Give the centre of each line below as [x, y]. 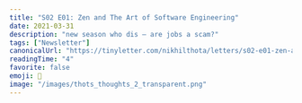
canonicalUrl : [36, 51]
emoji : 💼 [26, 76]
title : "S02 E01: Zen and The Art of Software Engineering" [124, 17]
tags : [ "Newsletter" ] [50, 43]
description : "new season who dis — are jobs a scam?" [114, 34]
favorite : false [40, 68]
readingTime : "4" [42, 59]
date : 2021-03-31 [42, 26]
